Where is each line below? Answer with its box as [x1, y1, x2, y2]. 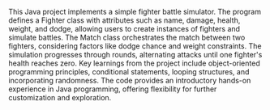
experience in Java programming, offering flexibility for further [8, 84, 217, 94]
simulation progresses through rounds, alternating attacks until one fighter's [8, 50, 263, 59]
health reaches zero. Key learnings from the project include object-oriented [8, 58, 261, 68]
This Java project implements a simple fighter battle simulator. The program [8, 7, 262, 16]
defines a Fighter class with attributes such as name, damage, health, [8, 15, 241, 25]
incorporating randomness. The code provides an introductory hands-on [8, 76, 251, 85]
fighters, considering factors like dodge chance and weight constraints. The [8, 41, 262, 51]
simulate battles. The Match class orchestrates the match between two [8, 32, 246, 42]
